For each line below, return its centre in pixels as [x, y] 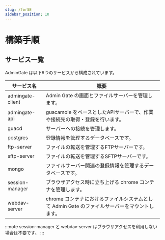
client [14, 102]
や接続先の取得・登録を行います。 [85, 120]
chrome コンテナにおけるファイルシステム [95, 199]
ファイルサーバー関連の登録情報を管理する [95, 165]
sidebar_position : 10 [27, 14]
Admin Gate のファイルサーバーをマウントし [103, 206]
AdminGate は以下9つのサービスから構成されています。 [61, 72]
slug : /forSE [18, 10]
